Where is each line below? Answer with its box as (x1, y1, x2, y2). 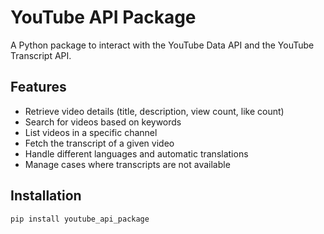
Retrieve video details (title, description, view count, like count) (24, 105, 285, 117)
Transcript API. (10, 49, 72, 61)
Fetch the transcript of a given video (24, 137, 175, 149)
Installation (10, 187, 82, 205)
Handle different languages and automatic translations (24, 147, 249, 160)
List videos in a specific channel (24, 126, 158, 138)
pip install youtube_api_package (10, 214, 150, 224)
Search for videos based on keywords (24, 116, 182, 128)
